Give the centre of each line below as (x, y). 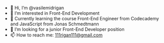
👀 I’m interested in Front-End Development (55, 13)
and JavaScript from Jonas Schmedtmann (54, 24)
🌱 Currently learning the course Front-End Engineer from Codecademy (85, 18)
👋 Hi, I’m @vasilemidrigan (37, 8)
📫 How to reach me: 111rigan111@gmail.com (56, 35)
